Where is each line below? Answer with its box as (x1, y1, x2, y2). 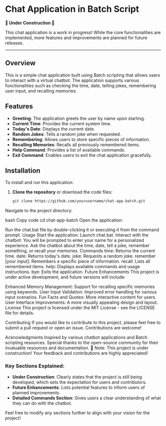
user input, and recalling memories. (5, 88, 78, 94)
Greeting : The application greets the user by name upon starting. (12, 115, 145, 121)
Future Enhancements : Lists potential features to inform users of (12, 384, 145, 390)
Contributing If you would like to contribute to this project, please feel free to (5, 320, 161, 326)
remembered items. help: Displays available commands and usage (5, 264, 140, 270)
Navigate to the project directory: (5, 208, 73, 214)
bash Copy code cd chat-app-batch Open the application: (5, 217, 124, 223)
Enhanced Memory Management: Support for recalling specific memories (5, 284, 155, 290)
